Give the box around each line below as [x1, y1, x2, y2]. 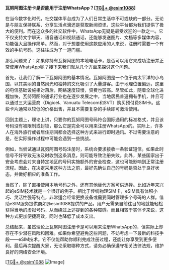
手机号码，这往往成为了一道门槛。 [14, 47, 84, 53]
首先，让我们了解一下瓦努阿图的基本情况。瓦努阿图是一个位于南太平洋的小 [5, 75, 159, 80]
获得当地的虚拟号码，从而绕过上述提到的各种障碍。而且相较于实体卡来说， [5, 207, 159, 213]
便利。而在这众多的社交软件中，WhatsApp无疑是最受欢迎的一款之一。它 [14, 28, 163, 34]
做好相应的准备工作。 [18, 171, 63, 177]
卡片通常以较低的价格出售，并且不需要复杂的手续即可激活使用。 [9, 106, 142, 112]
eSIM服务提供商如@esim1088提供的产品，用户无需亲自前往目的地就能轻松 [9, 201, 163, 206]
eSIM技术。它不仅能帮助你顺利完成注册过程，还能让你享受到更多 [18, 236, 152, 242]
